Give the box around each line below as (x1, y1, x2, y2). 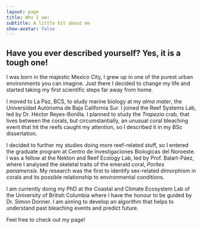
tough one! (6, 57, 48, 67)
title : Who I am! (6, 14, 50, 20)
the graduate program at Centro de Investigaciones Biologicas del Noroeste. (6, 148, 196, 155)
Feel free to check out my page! (6, 216, 86, 224)
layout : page (6, 8, 39, 15)
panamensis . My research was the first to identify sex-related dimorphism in (6, 167, 196, 175)
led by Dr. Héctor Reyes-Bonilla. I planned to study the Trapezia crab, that (6, 111, 190, 118)
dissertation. (6, 130, 37, 137)
